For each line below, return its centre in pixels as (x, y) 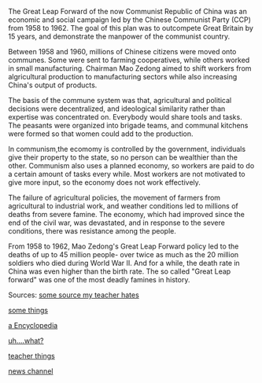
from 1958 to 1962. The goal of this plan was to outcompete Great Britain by (131, 28)
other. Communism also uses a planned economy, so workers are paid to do (131, 166)
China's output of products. (53, 85)
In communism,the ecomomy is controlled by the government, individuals (127, 149)
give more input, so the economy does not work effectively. (104, 182)
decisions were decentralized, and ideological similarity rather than (117, 109)
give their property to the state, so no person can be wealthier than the (123, 157)
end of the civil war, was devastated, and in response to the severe (117, 223)
